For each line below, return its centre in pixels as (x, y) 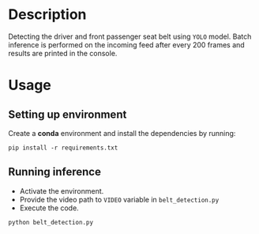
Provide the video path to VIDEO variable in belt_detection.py (119, 199)
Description (47, 15)
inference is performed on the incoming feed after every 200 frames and (126, 44)
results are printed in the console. (63, 53)
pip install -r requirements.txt (63, 148)
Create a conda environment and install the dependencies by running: (122, 133)
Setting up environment (68, 114)
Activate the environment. (62, 191)
